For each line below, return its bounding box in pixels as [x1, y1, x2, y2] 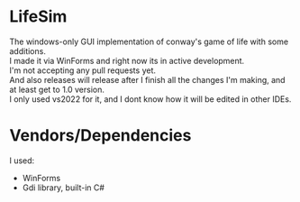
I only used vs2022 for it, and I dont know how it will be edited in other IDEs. [9, 93, 292, 105]
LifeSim [9, 6, 68, 27]
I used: [9, 155, 35, 166]
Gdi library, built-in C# [22, 182, 105, 193]
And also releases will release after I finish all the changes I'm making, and [9, 74, 286, 85]
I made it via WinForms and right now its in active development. [9, 55, 245, 66]
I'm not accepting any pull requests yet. [9, 65, 156, 76]
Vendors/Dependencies [9, 125, 192, 146]
